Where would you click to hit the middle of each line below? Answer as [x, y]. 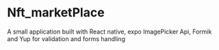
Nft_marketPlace [56, 13]
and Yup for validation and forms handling [66, 38]
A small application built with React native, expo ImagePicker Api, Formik [109, 32]
